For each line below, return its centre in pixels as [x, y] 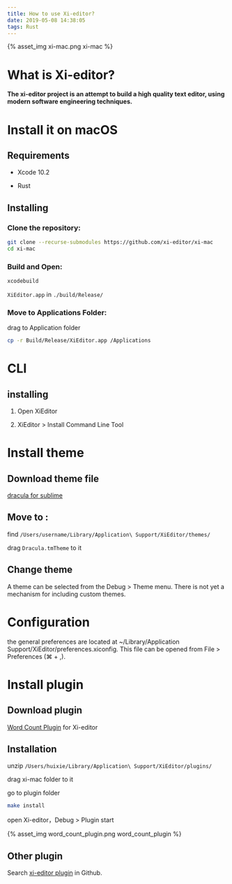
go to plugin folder [34, 793]
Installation [32, 749]
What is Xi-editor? [61, 75]
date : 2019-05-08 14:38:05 [46, 20]
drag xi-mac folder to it [40, 779]
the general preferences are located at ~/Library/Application [93, 642]
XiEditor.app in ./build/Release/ [55, 294]
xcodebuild [23, 281]
